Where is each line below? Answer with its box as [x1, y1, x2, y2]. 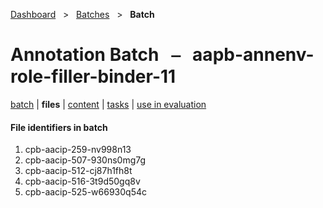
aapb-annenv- [192, 44, 315, 66]
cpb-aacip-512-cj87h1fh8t [24, 165, 133, 177]
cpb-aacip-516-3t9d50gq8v [24, 175, 141, 188]
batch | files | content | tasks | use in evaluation [10, 98, 207, 110]
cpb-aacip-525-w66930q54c [24, 186, 147, 198]
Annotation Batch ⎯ [10, 44, 181, 66]
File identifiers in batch [10, 121, 108, 133]
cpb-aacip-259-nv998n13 [24, 144, 132, 156]
